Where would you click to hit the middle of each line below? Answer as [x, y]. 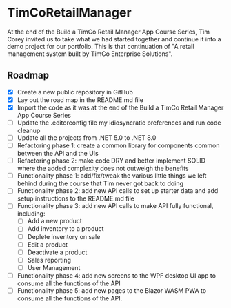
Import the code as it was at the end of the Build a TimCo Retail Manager [120, 107]
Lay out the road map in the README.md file [80, 100]
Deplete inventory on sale [64, 236]
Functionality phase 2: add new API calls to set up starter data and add [118, 191]
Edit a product [47, 244]
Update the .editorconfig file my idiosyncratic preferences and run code [119, 123]
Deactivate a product [57, 252]
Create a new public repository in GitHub [75, 92]
